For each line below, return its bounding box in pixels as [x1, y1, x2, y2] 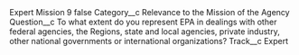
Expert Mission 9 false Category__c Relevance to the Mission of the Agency [9, 7, 291, 17]
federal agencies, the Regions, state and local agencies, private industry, [9, 26, 280, 37]
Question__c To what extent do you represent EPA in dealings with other [9, 16, 277, 27]
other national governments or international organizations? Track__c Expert [9, 36, 289, 46]
